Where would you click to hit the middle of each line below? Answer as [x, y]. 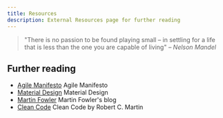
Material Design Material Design [62, 92]
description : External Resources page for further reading [94, 20]
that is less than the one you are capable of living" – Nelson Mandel [120, 47]
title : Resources [32, 13]
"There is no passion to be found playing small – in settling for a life [119, 39]
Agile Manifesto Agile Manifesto [62, 85]
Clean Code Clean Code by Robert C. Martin [80, 107]
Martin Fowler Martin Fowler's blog [67, 100]
